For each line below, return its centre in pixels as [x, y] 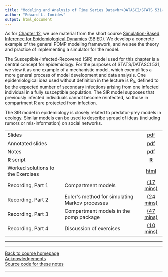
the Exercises [23, 174]
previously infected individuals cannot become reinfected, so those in [77, 98]
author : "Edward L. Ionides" [35, 15]
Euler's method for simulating [99, 197]
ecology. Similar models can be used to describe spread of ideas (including [83, 118]
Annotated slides [27, 144]
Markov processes [86, 203]
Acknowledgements [26, 259]
